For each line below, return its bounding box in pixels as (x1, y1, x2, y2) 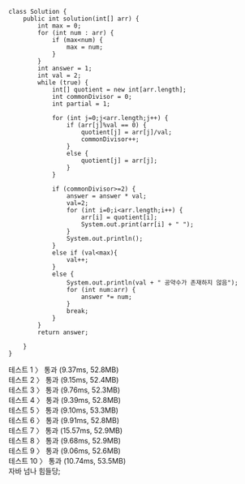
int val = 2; (37, 71, 82, 79)
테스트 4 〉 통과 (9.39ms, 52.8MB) (8, 396, 122, 405)
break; (66, 307, 89, 315)
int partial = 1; (51, 100, 111, 108)
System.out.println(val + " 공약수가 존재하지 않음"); (66, 279, 239, 287)
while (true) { (37, 79, 89, 87)
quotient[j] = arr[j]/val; (80, 128, 173, 136)
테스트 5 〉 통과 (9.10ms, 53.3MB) (8, 405, 119, 415)
